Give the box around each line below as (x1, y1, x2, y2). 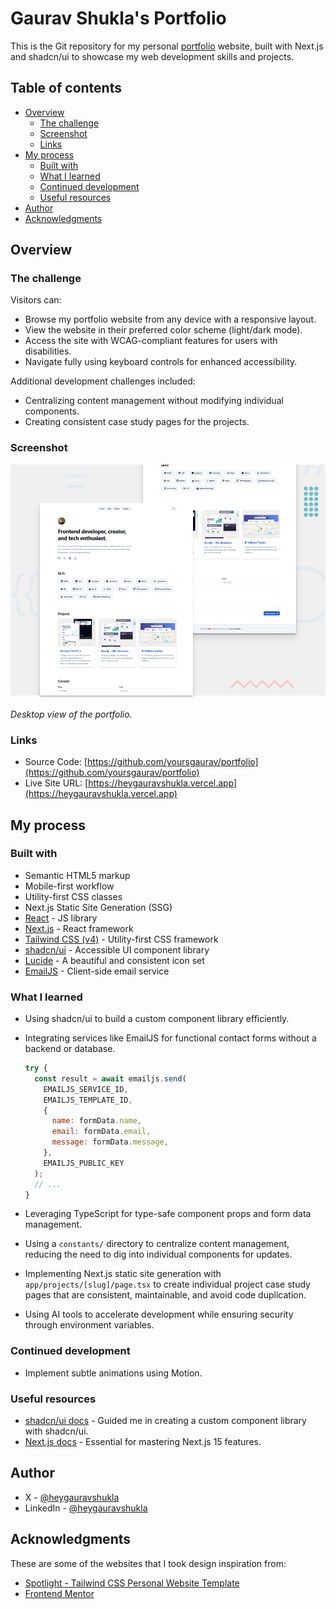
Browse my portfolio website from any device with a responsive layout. (24, 313, 317, 326)
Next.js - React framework (24, 922, 134, 934)
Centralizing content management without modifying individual (24, 395, 284, 407)
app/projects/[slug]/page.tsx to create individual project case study (24, 1278, 311, 1291)
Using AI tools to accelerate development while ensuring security (24, 1308, 294, 1321)
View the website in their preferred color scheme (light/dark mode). (24, 324, 303, 336)
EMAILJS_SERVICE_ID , (43, 1084, 129, 1094)
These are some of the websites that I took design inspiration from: (10, 1557, 287, 1569)
